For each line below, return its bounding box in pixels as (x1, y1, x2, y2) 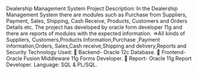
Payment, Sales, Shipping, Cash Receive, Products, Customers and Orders (6, 18, 187, 24)
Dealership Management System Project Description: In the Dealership (6, 5, 178, 12)
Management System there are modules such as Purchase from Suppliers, (6, 11, 187, 18)
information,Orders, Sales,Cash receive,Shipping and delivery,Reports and (6, 42, 187, 49)
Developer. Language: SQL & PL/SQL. (6, 61, 98, 68)
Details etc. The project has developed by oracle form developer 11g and (6, 23, 183, 31)
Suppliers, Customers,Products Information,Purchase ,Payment (6, 36, 160, 43)
